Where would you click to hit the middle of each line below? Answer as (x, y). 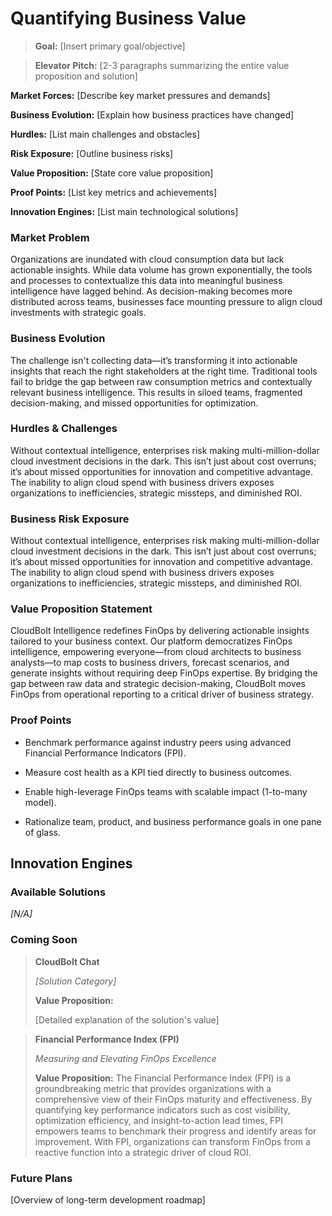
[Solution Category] (75, 981)
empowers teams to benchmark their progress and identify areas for (175, 1131)
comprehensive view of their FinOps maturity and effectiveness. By (173, 1099)
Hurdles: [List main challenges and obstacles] (105, 134)
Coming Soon (44, 940)
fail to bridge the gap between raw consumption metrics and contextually (161, 381)
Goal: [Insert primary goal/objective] (110, 46)
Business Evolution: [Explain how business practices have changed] (152, 114)
